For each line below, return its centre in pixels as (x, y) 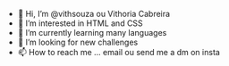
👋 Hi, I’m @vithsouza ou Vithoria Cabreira (94, 14)
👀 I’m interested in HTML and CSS (80, 23)
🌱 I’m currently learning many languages (92, 33)
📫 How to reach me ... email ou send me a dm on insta (119, 52)
